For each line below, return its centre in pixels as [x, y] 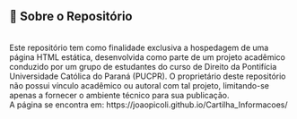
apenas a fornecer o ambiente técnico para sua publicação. [120, 95]
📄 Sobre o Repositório [71, 17]
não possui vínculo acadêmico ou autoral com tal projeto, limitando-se [139, 85]
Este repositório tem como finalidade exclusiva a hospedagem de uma [139, 47]
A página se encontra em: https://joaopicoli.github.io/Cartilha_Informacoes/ [149, 105]
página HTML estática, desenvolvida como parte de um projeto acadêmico [147, 57]
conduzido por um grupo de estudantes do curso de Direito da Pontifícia [143, 66]
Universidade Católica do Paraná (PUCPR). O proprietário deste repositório [148, 76]
